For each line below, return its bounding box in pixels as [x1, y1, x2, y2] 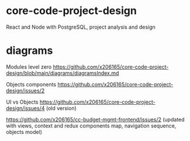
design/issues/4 [6, 104, 45, 112]
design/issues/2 [6, 87, 45, 94]
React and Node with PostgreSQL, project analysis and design [6, 23, 156, 30]
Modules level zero [6, 63, 52, 70]
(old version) [46, 104, 77, 112]
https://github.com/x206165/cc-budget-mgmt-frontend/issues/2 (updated [6, 116, 185, 123]
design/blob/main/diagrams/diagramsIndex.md [6, 69, 119, 77]
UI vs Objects [6, 98, 39, 105]
